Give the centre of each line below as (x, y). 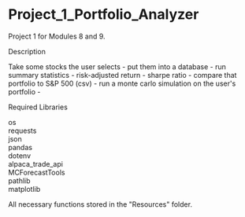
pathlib (19, 180)
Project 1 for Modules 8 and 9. (57, 36)
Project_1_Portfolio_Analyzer (104, 15)
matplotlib (24, 189)
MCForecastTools (37, 172)
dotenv (20, 156)
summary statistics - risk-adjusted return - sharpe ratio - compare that (122, 75)
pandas (20, 147)
